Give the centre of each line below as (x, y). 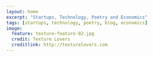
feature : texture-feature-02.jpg (53, 34)
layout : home (22, 12)
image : (14, 28)
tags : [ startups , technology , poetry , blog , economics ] (77, 23)
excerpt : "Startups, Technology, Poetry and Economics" (77, 17)
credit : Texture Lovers (41, 39)
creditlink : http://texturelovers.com (60, 45)
